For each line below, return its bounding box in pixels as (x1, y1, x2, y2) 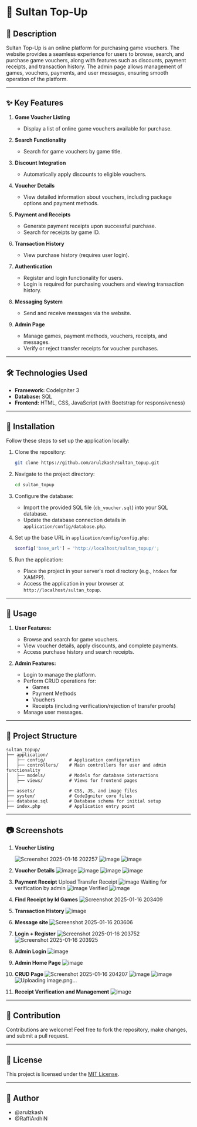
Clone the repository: (14, 449, 66, 456)
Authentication (14, 263, 53, 270)
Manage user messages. (23, 708, 83, 715)
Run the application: (14, 556, 63, 563)
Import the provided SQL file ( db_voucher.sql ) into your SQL (23, 504, 168, 511)
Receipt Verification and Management (14, 988, 110, 995)
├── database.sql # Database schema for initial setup (6, 798, 161, 804)
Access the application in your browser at (23, 580, 124, 587)
